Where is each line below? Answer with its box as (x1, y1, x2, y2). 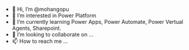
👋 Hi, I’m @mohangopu (11, 6, 69, 12)
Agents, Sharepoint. (11, 24, 61, 32)
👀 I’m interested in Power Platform (11, 12, 96, 19)
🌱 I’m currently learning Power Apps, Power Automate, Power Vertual (11, 18, 184, 25)
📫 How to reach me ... (11, 37, 68, 45)
